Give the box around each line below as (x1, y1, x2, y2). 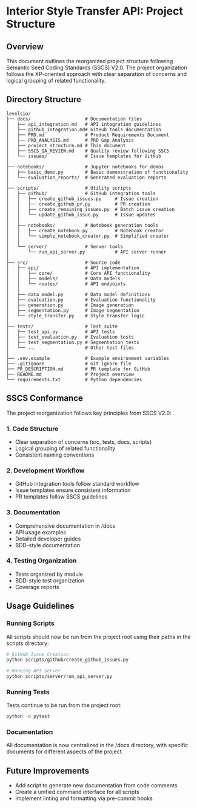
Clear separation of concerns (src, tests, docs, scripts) (15, 438, 152, 445)
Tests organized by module (15, 570, 83, 578)
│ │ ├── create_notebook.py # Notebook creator (6, 227, 164, 233)
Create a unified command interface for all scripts (15, 789, 139, 796)
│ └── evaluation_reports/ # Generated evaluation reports (6, 174, 167, 181)
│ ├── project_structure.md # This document (6, 142, 126, 148)
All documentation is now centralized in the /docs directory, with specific (6, 742, 189, 749)
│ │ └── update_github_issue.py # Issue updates (6, 212, 156, 218)
